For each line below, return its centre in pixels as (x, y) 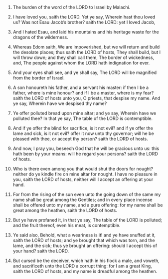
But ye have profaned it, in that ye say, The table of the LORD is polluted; (87, 220)
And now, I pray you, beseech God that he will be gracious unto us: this (86, 148)
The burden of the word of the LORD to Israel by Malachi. (72, 7)
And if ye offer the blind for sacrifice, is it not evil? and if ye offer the (83, 128)
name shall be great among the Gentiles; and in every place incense (83, 200)
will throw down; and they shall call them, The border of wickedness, (83, 57)
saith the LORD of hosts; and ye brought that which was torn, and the (84, 240)
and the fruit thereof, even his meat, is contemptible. (67, 225)
